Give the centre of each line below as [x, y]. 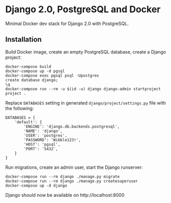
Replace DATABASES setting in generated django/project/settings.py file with [86, 103]
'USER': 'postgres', [45, 135]
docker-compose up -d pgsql [35, 71]
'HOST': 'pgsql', [42, 144]
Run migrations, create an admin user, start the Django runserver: [74, 167]
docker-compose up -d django [36, 185]
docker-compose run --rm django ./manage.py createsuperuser [72, 181]
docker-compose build [28, 67]
